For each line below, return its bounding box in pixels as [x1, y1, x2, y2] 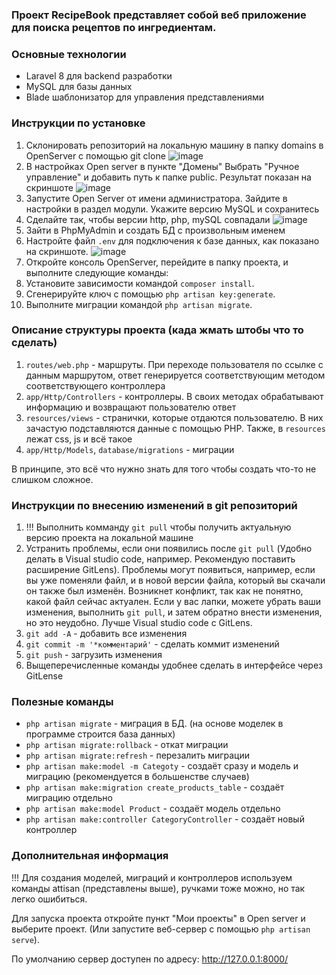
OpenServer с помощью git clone [25, 149, 166, 162]
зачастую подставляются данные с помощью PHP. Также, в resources [25, 422, 326, 434]
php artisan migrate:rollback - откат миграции [25, 739, 229, 751]
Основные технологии [11, 47, 127, 61]
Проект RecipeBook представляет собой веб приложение [11, 8, 307, 22]
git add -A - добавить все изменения [25, 628, 188, 640]
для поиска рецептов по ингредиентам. [11, 20, 217, 34]
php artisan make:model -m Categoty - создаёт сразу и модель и [25, 760, 299, 772]
